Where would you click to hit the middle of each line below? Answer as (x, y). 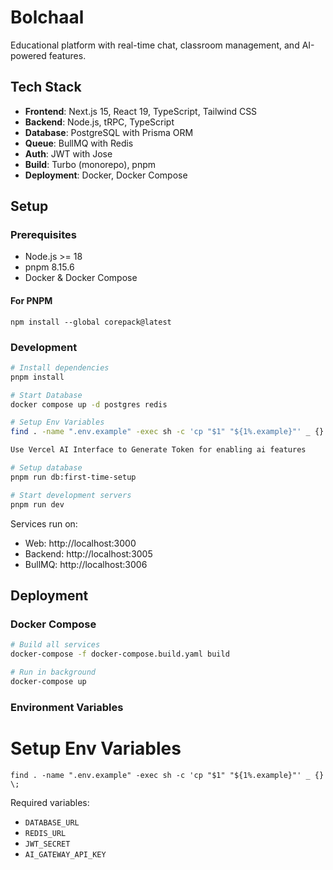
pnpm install (37, 377)
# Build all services (55, 645)
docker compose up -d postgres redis (89, 404)
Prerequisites (43, 235)
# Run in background (53, 672)
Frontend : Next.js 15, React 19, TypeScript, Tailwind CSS (141, 111)
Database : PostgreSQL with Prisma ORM (109, 132)
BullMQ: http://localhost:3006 (86, 564)
